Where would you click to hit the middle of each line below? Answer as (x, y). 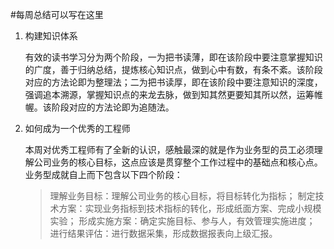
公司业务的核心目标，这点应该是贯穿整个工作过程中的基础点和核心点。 (178, 162)
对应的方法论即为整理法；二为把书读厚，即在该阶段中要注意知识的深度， (173, 82)
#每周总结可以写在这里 (57, 14)
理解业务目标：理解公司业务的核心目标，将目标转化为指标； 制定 (182, 196)
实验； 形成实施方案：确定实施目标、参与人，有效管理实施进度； (182, 221)
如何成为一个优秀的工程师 (77, 128)
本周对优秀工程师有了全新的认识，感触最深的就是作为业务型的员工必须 (169, 149)
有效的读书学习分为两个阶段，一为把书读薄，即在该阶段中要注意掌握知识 (173, 57)
